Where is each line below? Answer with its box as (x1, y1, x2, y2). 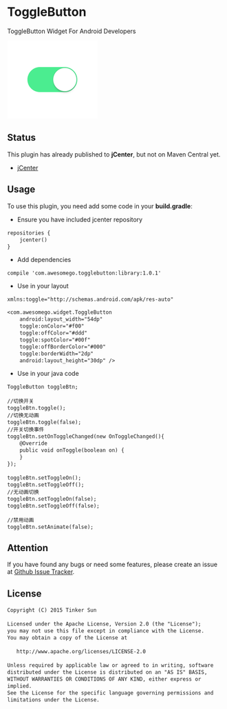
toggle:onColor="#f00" (19, 322, 85, 330)
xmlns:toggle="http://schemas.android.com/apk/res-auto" (7, 296, 174, 303)
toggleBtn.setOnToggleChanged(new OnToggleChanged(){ (7, 432, 165, 440)
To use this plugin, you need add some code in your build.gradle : (7, 201, 193, 210)
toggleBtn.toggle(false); (7, 419, 81, 426)
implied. (7, 683, 32, 690)
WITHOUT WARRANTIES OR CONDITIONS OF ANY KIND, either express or (7, 676, 202, 683)
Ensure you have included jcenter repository (17, 215, 143, 223)
